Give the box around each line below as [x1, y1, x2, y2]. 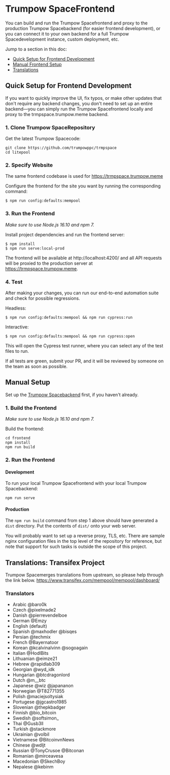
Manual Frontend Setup [12, 61, 62, 67]
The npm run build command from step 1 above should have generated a [5, 517, 158, 523]
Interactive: [5, 324, 29, 330]
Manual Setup [5, 378, 51, 387]
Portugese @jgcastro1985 [12, 699, 67, 705]
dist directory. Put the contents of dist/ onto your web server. [5, 523, 137, 529]
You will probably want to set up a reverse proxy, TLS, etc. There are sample [5, 533, 165, 539]
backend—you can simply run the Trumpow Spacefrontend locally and [5, 105, 153, 112]
